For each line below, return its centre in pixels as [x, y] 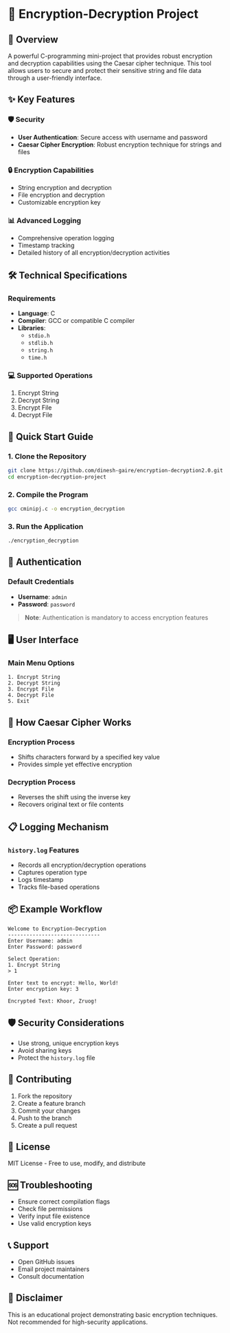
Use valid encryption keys [55, 1224]
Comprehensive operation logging [66, 238]
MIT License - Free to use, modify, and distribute [77, 1164]
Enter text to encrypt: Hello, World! [63, 983]
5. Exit [19, 702]
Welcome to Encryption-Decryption [57, 929]
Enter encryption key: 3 [43, 989]
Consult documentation [51, 1276]
